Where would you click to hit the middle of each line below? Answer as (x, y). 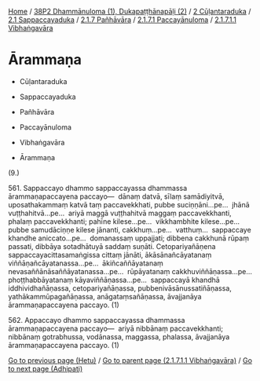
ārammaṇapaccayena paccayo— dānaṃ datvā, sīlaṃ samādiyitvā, (116, 196)
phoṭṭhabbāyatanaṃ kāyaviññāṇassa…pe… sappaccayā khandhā (114, 280)
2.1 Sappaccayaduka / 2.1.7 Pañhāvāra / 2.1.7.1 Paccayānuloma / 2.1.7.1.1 (123, 20)
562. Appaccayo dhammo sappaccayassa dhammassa (97, 320)
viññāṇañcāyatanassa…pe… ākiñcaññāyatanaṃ (86, 263)
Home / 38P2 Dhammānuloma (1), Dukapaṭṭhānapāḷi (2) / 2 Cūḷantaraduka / (130, 11)
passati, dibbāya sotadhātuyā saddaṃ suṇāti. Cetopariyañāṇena (112, 246)
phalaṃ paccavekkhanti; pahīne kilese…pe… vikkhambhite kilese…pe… (124, 221)
